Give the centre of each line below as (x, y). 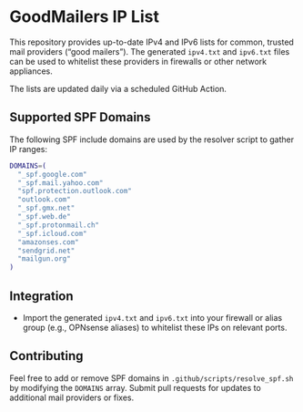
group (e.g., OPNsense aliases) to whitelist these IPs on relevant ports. (155, 327)
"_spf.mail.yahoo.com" (61, 183)
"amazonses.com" (48, 242)
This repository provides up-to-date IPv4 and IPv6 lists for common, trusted (151, 42)
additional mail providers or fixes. (72, 397)
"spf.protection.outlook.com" (75, 191)
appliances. (31, 71)
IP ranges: (29, 149)
